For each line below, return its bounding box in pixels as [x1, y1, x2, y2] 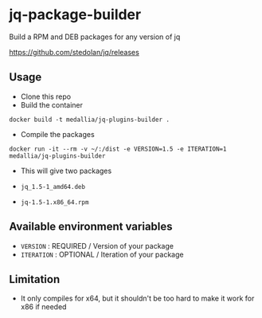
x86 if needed [20, 302, 67, 312]
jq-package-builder [9, 6, 142, 24]
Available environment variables [9, 220, 174, 234]
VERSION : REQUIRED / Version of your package [20, 241, 174, 250]
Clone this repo [20, 92, 71, 101]
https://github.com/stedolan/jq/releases [9, 47, 140, 57]
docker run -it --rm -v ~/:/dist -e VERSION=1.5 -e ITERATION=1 [9, 145, 227, 153]
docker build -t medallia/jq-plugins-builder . [9, 116, 170, 124]
